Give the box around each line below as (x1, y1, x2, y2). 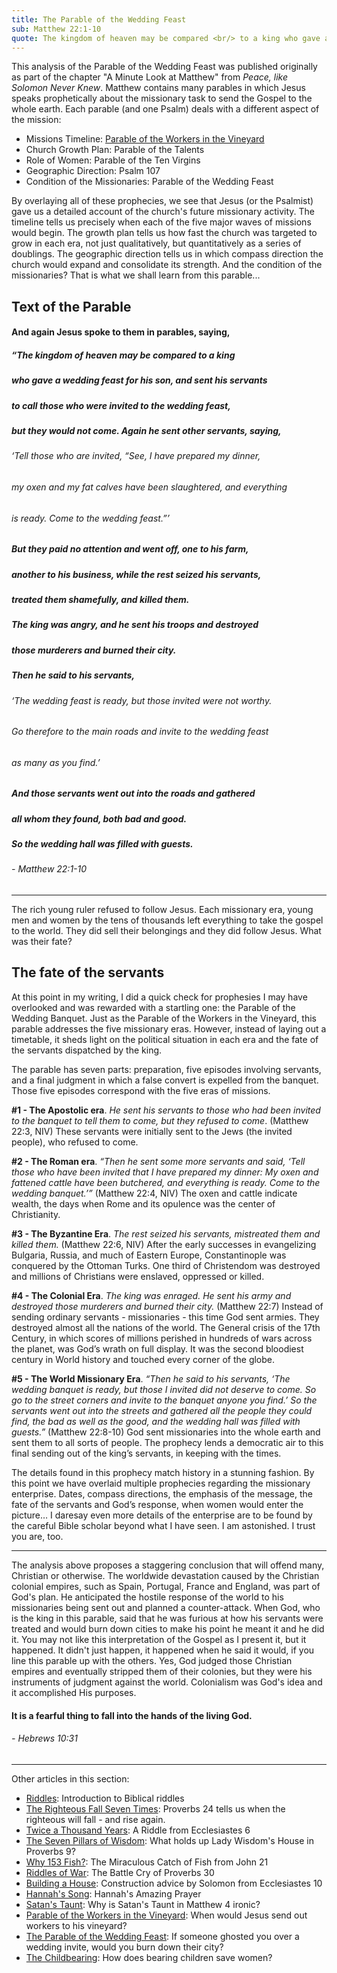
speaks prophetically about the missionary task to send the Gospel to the (11, 92, 313, 105)
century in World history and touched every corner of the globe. (11, 1353, 276, 1365)
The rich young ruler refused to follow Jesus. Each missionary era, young (11, 904, 314, 916)
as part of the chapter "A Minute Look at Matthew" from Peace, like (11, 71, 288, 83)
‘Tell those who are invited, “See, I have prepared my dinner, (11, 450, 261, 462)
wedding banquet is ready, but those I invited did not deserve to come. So (11, 1383, 317, 1395)
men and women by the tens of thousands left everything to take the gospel (11, 914, 324, 926)
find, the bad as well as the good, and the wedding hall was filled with (11, 1415, 301, 1427)
